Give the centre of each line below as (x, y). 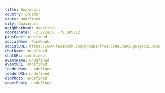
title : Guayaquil (23, 10)
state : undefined (23, 19)
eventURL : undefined (26, 64)
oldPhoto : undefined (26, 78)
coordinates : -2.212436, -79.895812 (42, 32)
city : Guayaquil (22, 23)
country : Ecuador (23, 14)
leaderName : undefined (28, 69)
